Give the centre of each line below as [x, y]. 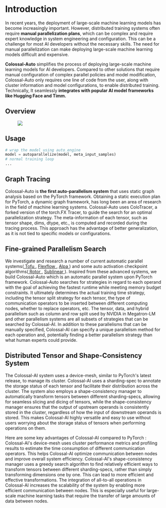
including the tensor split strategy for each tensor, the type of [68, 298]
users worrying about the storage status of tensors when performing [75, 423]
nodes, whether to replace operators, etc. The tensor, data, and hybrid [77, 308]
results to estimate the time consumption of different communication [75, 448]
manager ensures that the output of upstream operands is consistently [77, 407]
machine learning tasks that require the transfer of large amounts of [86, 496]
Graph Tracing [28, 179]
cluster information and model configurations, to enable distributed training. [82, 85]
